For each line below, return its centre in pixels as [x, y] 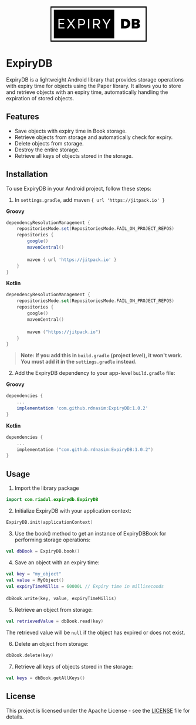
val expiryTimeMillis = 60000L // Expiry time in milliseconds [85, 586]
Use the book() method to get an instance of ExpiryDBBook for [90, 533]
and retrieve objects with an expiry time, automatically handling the [87, 92]
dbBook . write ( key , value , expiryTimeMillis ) [61, 599]
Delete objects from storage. [49, 143]
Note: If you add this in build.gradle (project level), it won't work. [102, 355]
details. [15, 717]
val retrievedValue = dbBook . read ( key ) [55, 621]
